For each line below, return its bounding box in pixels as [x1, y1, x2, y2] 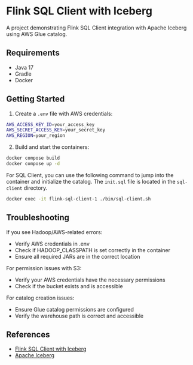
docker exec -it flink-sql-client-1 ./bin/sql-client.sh [6, 196, 151, 202]
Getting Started [6, 94, 65, 104]
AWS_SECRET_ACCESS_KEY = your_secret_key [6, 127, 106, 133]
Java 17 [14, 64, 34, 71]
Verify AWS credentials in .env [14, 240, 90, 247]
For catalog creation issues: [6, 294, 75, 301]
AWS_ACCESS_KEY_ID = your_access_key [6, 121, 95, 127]
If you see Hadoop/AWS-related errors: [6, 228, 103, 235]
